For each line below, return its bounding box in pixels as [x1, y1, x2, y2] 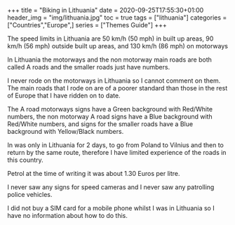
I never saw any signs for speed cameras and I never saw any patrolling [7, 183, 215, 191]
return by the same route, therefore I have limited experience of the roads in [7, 149, 227, 156]
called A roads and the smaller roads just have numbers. [7, 63, 170, 71]
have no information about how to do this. [7, 212, 128, 219]
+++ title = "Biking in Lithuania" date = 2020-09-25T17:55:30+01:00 [7, 6, 204, 14]
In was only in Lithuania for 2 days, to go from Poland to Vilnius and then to [7, 141, 224, 149]
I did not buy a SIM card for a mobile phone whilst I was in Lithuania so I [7, 204, 215, 212]
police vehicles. [7, 191, 53, 198]
